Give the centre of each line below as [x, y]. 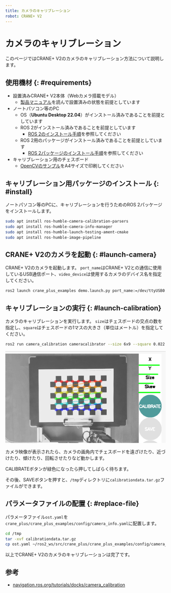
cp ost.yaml [18, 544]
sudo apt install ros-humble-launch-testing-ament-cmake [67, 232]
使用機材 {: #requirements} [49, 82]
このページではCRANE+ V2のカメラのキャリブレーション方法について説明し [85, 59]
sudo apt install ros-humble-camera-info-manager [59, 227]
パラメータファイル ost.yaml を [37, 517]
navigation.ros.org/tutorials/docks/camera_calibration [69, 585]
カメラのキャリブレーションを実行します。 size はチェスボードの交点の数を [84, 321]
